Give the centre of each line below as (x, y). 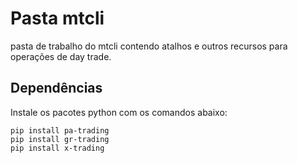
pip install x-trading (57, 148)
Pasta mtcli (57, 18)
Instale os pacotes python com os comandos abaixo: (119, 112)
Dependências (56, 88)
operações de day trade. (61, 56)
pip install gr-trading (60, 139)
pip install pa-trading (60, 130)
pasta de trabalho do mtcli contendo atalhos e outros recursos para (149, 46)
